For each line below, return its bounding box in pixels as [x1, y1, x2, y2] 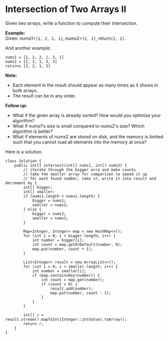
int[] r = [23, 312, 44, 317]
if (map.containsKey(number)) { [32, 273, 100, 278]
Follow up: [5, 102, 28, 109]
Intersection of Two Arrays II [5, 4, 127, 15]
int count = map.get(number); [41, 277, 105, 282]
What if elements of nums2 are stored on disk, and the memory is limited [12, 133, 163, 139]
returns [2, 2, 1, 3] [5, 63, 51, 68]
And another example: [5, 45, 51, 51]
